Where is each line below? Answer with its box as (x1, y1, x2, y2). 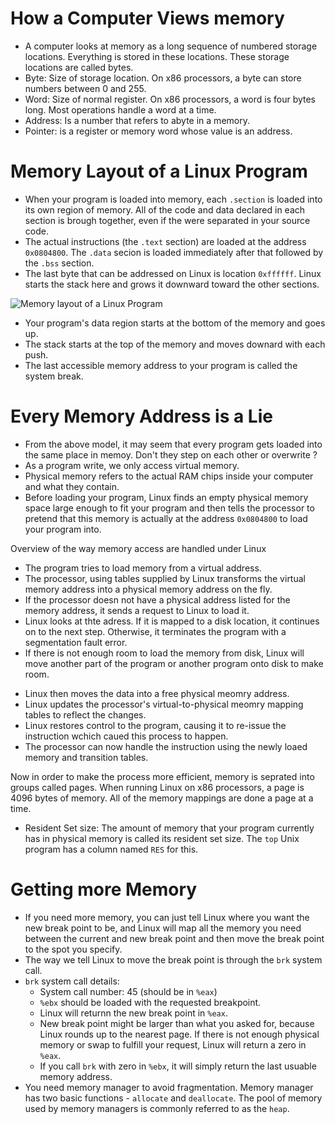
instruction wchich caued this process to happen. (24, 730, 229, 742)
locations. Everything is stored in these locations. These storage (24, 50, 290, 62)
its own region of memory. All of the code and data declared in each (24, 203, 306, 216)
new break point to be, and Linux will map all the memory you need (24, 922, 302, 934)
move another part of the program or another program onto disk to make (24, 657, 324, 669)
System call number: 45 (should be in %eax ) (39, 985, 218, 997)
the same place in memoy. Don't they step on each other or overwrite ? (24, 448, 318, 461)
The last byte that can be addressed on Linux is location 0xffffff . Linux (24, 267, 322, 279)
